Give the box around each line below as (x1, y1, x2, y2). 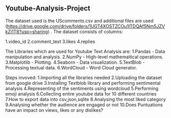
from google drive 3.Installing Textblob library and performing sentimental (5, 80, 161, 86)
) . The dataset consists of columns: (47, 28, 124, 35)
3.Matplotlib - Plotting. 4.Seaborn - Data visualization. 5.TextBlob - (5, 59, 145, 65)
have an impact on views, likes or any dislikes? (5, 107, 104, 113)
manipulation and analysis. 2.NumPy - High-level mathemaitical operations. (5, 54, 164, 60)
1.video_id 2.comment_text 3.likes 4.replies (5, 38, 95, 44)
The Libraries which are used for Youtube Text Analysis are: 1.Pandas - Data (5, 48, 165, 54)
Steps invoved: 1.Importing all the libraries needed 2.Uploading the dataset (5, 74, 162, 81)
